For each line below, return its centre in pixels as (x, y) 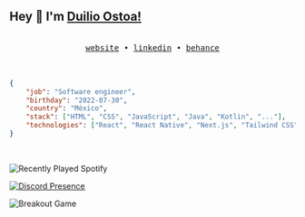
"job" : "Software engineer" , (81, 91)
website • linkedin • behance (152, 47)
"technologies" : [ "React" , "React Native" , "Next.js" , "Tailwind (152, 126)
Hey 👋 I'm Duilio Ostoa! (76, 17)
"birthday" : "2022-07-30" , (77, 100)
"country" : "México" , (66, 108)
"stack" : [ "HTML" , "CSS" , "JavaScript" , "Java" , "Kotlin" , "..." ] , (156, 117)
